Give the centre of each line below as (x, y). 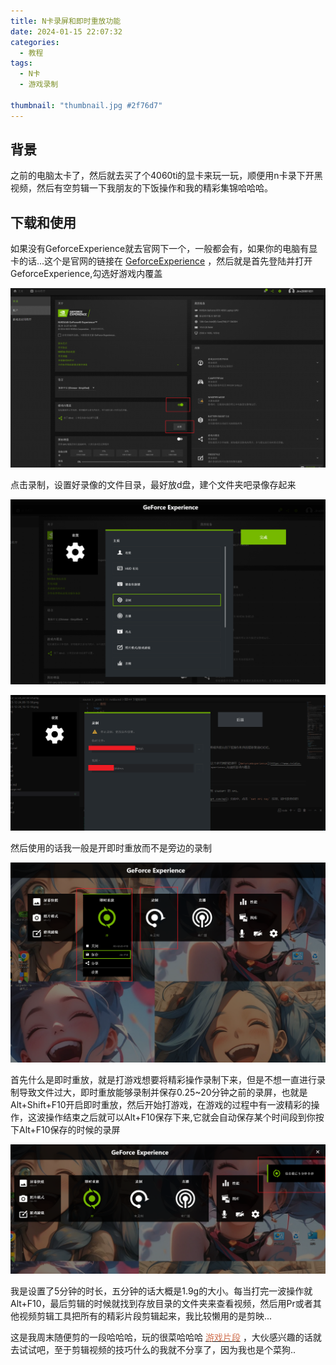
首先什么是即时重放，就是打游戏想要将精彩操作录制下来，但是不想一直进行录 (168, 1079)
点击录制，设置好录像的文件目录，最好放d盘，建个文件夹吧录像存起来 (153, 485)
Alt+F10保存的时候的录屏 (69, 1129)
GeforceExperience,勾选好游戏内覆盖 (86, 274)
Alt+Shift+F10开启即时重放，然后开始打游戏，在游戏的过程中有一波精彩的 (161, 1104)
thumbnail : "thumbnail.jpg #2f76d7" (86, 105)
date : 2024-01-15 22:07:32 (66, 31)
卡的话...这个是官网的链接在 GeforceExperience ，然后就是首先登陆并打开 (161, 261)
